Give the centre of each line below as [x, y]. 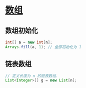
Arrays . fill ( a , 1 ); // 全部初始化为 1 [43, 47]
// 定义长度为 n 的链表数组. [32, 76]
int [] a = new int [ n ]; [29, 42]
